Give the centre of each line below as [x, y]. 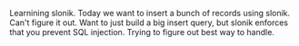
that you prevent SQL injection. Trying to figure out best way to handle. [142, 32]
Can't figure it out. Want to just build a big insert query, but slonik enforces [149, 23]
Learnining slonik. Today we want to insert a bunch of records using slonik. [150, 13]
